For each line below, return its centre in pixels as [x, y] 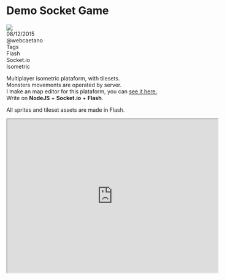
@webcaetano [25, 40]
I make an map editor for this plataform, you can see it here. [82, 91]
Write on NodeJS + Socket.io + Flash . [55, 98]
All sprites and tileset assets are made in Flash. [66, 110]
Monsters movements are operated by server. [64, 85]
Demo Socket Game [58, 11]
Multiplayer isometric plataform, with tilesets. [63, 78]
